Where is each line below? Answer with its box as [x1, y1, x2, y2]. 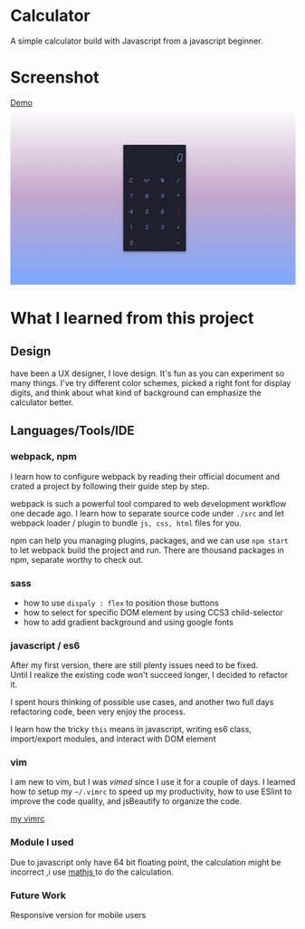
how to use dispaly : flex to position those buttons [23, 597, 220, 608]
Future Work [10, 889, 66, 902]
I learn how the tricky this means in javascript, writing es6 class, [10, 724, 253, 735]
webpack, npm [10, 450, 78, 463]
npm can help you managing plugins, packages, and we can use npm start [10, 535, 289, 546]
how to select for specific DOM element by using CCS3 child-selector [23, 606, 283, 617]
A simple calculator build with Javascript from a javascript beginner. [10, 35, 263, 46]
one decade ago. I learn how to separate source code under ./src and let [10, 508, 284, 518]
